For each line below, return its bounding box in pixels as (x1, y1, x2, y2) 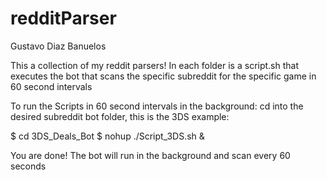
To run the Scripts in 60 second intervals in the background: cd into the (10, 100, 304, 112)
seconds (10, 160, 47, 172)
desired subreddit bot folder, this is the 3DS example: (10, 110, 230, 122)
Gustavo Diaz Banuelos (10, 40, 107, 52)
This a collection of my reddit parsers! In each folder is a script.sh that (10, 59, 300, 71)
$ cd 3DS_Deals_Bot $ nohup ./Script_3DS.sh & (10, 130, 205, 142)
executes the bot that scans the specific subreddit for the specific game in (10, 70, 317, 82)
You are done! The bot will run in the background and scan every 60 (10, 149, 291, 161)
